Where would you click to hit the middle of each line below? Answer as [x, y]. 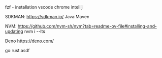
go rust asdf [17, 50]
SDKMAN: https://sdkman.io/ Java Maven [47, 16]
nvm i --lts [35, 31]
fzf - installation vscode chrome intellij [44, 7]
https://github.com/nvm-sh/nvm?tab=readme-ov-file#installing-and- [87, 26]
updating [14, 31]
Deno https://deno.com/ [30, 41]
